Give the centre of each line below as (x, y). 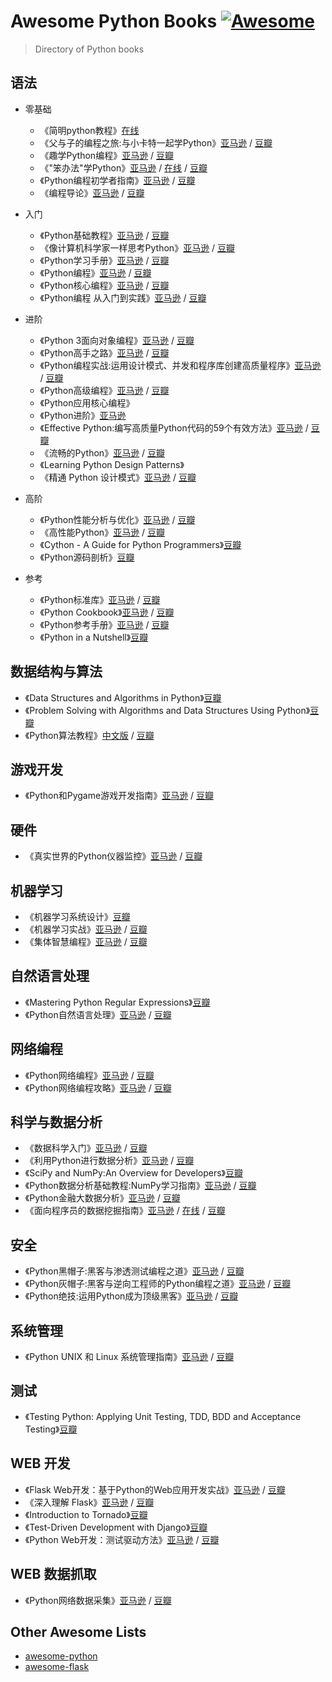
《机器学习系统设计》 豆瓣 (77, 916)
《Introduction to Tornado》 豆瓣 (86, 1514)
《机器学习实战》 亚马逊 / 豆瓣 (86, 929)
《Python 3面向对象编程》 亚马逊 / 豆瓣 (117, 340)
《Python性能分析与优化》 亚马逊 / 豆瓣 (117, 519)
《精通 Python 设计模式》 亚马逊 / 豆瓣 (118, 477)
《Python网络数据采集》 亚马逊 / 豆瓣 (98, 1600)
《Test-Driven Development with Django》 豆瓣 (116, 1527)
